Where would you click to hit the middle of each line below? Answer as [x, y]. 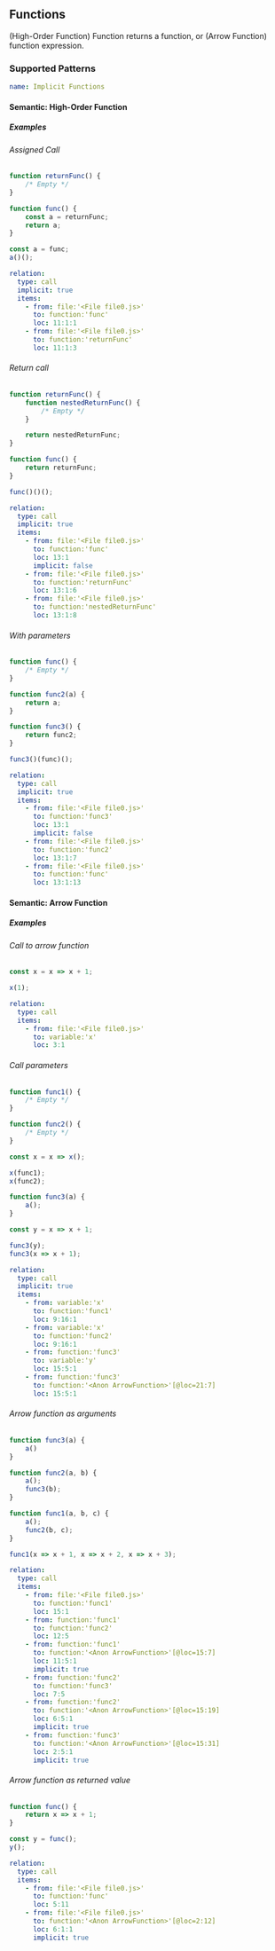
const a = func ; [39, 249]
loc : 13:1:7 [55, 858]
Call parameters [39, 1065]
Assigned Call [35, 149]
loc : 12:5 [51, 1636]
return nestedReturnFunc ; [73, 435]
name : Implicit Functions [57, 87]
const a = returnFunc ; [67, 216]
